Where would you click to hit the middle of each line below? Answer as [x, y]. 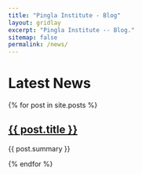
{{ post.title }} [43, 130]
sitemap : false [33, 37]
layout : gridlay [35, 23]
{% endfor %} [31, 164]
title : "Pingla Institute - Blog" [65, 15]
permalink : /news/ [38, 45]
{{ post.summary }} [39, 148]
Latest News [50, 84]
